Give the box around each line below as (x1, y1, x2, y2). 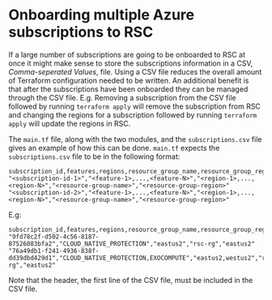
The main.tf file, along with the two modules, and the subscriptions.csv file (8, 134, 262, 144)
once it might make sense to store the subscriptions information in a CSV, (8, 58, 253, 68)
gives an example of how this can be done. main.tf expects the (8, 143, 220, 152)
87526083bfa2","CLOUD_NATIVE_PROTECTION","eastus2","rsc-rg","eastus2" (8, 239, 255, 248)
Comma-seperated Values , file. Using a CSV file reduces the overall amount (8, 66, 262, 76)
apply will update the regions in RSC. (8, 118, 131, 128)
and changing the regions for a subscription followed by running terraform (8, 109, 257, 119)
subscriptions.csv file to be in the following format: (8, 152, 181, 161)
